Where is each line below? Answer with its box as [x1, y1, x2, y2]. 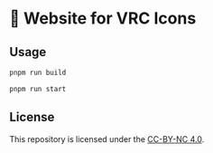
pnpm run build [9, 68, 67, 77]
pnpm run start [9, 84, 67, 93]
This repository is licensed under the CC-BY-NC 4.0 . [9, 133, 205, 144]
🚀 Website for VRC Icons [9, 8, 197, 29]
